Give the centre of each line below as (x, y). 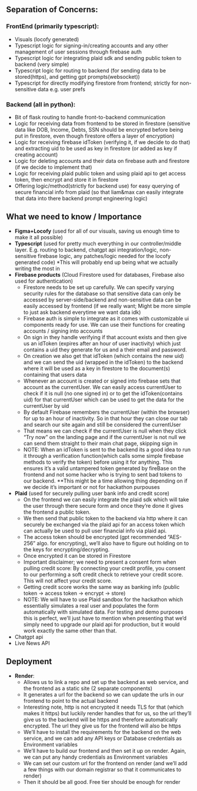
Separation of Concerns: (52, 10)
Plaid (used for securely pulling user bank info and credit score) (92, 493)
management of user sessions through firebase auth (78, 52)
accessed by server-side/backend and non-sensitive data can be (102, 300)
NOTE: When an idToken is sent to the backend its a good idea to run (107, 450)
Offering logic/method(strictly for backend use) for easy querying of (97, 186)
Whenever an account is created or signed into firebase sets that (102, 381)
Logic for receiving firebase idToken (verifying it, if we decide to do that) (102, 142)
